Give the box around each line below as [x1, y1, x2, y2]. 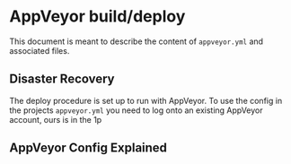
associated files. [9, 45, 70, 56]
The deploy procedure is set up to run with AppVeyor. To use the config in [9, 95, 283, 106]
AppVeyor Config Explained [9, 141, 168, 156]
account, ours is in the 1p [9, 114, 102, 125]
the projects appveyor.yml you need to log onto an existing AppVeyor [9, 105, 263, 116]
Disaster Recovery [9, 72, 115, 87]
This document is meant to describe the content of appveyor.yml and [9, 36, 263, 47]
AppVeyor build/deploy [9, 6, 186, 27]
